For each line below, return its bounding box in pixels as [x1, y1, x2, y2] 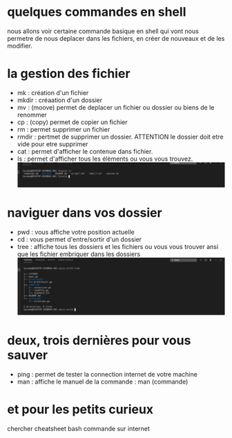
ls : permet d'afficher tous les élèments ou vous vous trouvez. [17, 155, 193, 163]
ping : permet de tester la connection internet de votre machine [17, 370, 198, 378]
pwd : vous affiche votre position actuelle [17, 228, 135, 237]
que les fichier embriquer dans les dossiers [17, 250, 141, 259]
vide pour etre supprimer [17, 139, 88, 148]
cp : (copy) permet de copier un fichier [17, 118, 128, 126]
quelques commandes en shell [7, 4, 186, 20]
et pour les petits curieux [7, 401, 154, 417]
